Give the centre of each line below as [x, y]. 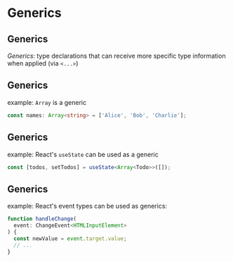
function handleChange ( [42, 219]
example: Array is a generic [47, 102]
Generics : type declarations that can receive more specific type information [116, 56]
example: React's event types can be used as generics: [87, 206]
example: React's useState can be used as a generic [83, 154]
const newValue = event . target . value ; [71, 238]
